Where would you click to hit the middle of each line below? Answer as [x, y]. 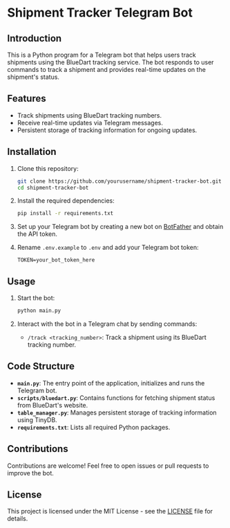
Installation [32, 152]
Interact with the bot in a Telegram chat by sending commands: [107, 324]
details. [18, 519]
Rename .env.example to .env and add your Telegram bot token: [108, 248]
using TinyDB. [37, 419]
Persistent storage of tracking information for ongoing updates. [107, 130]
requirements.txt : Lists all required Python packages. [94, 427]
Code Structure [41, 366]
